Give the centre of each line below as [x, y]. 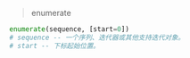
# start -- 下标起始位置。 [54, 46]
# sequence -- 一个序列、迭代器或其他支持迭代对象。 [97, 37]
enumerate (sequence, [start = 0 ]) [69, 29]
